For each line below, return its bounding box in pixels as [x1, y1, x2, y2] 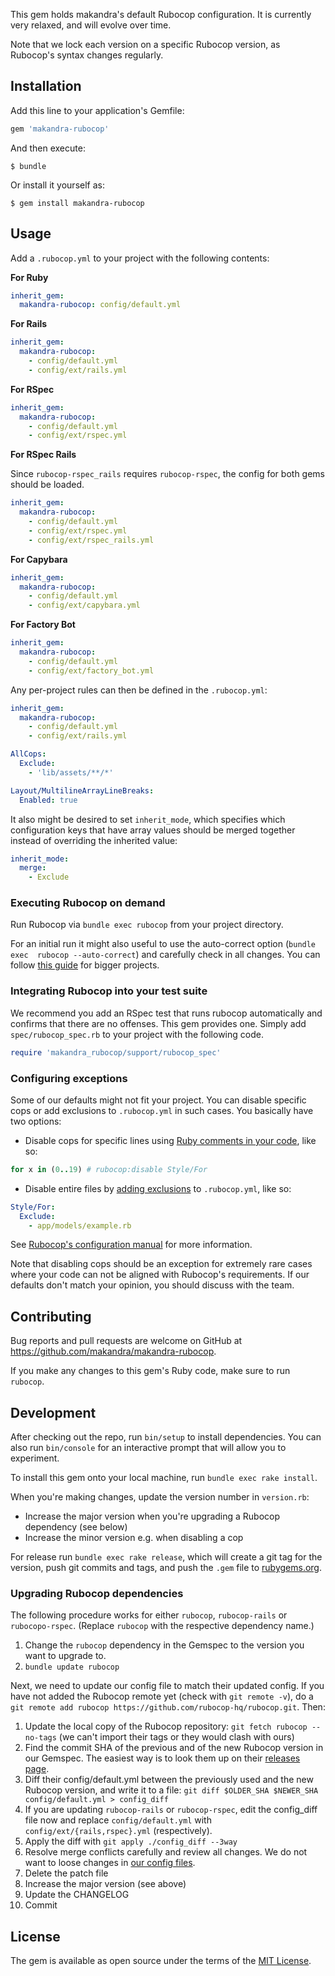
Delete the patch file [24, 1867, 109, 1879]
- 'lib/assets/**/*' [28, 767, 114, 778]
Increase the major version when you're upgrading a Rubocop [24, 1510, 281, 1523]
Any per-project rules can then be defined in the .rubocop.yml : [10, 684, 268, 696]
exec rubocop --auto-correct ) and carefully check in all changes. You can [10, 949, 321, 961]
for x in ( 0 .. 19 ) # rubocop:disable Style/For [10, 1164, 208, 1174]
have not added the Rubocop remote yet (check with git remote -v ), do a [10, 1690, 314, 1703]
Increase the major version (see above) [24, 1878, 187, 1890]
